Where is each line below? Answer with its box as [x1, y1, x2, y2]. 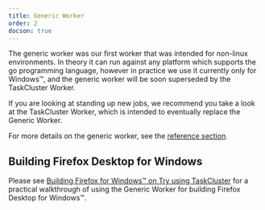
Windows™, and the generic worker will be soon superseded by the [8, 74, 231, 84]
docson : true [8, 27, 52, 35]
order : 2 [8, 19, 38, 27]
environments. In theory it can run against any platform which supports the [8, 57, 256, 67]
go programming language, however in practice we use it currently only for [8, 66, 257, 76]
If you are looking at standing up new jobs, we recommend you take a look [8, 98, 255, 109]
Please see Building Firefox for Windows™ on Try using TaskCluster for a [8, 176, 249, 186]
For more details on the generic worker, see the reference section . [8, 131, 228, 141]
